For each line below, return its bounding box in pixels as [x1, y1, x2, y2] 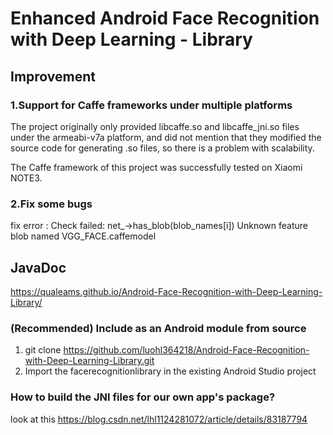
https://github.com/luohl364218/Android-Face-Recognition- [63, 344, 310, 356]
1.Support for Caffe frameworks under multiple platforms [10, 98, 293, 112]
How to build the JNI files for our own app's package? [10, 390, 276, 404]
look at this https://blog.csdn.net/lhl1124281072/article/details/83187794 [10, 413, 308, 425]
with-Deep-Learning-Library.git [24, 355, 155, 367]
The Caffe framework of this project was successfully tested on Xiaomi [10, 161, 303, 173]
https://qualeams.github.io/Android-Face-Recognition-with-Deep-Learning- [10, 285, 323, 297]
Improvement [10, 68, 96, 85]
